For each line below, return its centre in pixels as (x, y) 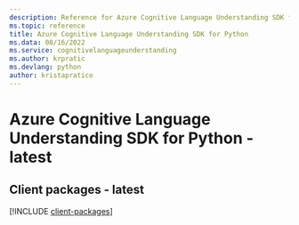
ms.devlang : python (45, 68)
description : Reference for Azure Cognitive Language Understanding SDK (147, 17)
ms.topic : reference (48, 26)
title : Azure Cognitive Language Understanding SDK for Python (129, 34)
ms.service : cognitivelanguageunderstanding (93, 51)
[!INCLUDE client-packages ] (61, 211)
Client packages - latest (77, 190)
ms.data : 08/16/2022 (48, 42)
